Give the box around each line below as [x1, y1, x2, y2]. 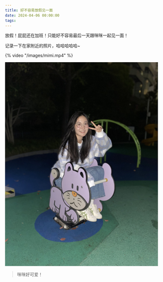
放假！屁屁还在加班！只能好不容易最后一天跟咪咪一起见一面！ [5, 33, 129, 38]
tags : [5, 18, 16, 23]
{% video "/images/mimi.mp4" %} [5, 52, 73, 58]
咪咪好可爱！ [16, 272, 43, 278]
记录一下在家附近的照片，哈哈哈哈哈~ [5, 43, 81, 49]
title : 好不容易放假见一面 [5, 8, 53, 13]
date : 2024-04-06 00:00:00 [5, 13, 60, 18]
